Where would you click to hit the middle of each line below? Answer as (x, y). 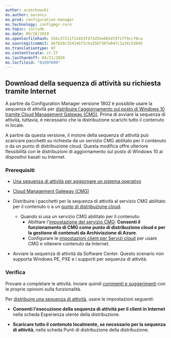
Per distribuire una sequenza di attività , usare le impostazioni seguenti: (80, 299)
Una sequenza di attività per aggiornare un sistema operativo (77, 181)
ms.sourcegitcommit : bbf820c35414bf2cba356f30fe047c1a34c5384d (74, 44)
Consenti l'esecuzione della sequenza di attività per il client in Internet (89, 309)
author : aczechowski (27, 10)
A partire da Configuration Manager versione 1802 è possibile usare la (79, 103)
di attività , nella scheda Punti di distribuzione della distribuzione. (81, 330)
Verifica (15, 272)
